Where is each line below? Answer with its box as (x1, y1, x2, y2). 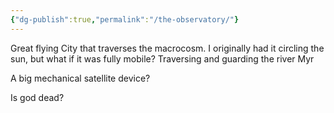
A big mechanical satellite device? (10, 72, 151, 84)
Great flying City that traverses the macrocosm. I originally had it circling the (10, 42, 325, 54)
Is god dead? (10, 91, 65, 103)
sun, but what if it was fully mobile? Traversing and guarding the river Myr (10, 52, 315, 65)
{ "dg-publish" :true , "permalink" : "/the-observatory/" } (10, 14, 240, 25)
